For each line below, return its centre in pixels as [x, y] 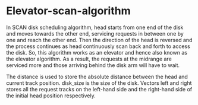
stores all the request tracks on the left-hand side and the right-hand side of [99, 89]
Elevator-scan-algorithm [68, 11]
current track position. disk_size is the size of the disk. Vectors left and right [99, 83]
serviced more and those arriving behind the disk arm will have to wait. [93, 65]
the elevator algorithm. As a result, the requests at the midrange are [89, 59]
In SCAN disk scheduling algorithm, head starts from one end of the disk [95, 27]
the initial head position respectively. [51, 96]
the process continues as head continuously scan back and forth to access [98, 46]
